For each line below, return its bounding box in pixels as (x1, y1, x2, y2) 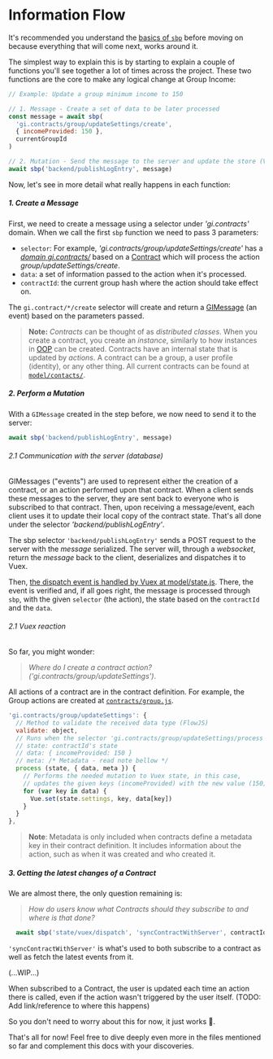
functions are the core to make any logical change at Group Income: (8, 74, 236, 84)
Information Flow (8, 6, 126, 24)
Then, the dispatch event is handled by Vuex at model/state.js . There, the (8, 576, 254, 587)
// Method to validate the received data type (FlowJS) (15, 719, 209, 727)
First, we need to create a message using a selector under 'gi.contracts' (8, 218, 249, 229)
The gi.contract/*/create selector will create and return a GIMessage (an (8, 302, 258, 312)
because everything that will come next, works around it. (8, 41, 199, 50)
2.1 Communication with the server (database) (8, 451, 164, 461)
